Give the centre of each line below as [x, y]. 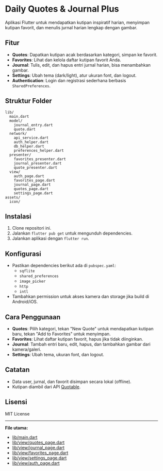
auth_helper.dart [31, 142]
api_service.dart [31, 138]
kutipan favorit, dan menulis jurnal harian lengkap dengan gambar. [71, 27]
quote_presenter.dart [35, 167]
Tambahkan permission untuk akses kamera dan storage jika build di [81, 297]
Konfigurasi [23, 254]
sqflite [27, 271]
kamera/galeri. [26, 349]
